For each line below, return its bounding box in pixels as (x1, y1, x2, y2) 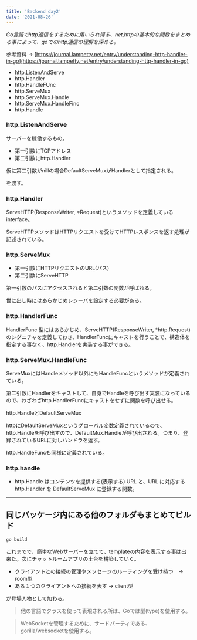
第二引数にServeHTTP (14, 272, 69, 279)
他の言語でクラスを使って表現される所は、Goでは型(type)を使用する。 (20, 607, 191, 614)
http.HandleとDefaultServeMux (6, 409, 82, 416)
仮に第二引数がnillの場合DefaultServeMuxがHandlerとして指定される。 (6, 167, 177, 174)
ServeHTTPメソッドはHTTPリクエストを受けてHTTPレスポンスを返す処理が (6, 228, 190, 235)
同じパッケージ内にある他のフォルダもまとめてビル (6, 510, 191, 520)
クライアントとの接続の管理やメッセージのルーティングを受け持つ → (14, 567, 184, 575)
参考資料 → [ (6, 50, 37, 57)
